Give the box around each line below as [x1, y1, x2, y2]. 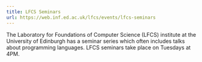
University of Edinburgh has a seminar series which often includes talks [6, 37, 185, 45]
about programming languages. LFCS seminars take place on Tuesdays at [6, 43, 191, 51]
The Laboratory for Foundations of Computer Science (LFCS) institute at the [6, 31, 197, 38]
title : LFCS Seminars [6, 8, 61, 15]
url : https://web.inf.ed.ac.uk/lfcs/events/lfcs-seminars [6, 14, 156, 20]
